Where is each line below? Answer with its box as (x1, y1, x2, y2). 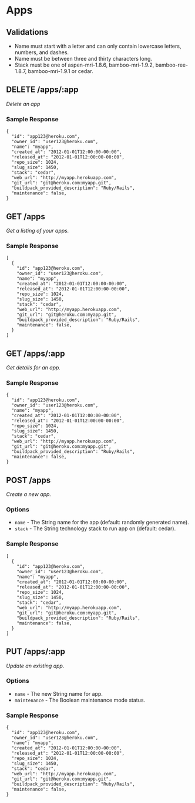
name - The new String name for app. (14, 690, 103, 697)
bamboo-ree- (155, 61, 189, 68)
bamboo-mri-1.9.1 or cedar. (28, 68, 93, 74)
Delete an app (6, 100, 41, 107)
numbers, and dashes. (14, 49, 69, 56)
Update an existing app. (6, 662, 65, 669)
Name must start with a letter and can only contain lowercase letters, (14, 42, 181, 49)
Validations (6, 27, 49, 37)
